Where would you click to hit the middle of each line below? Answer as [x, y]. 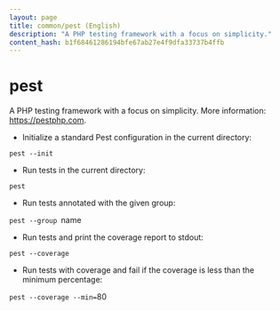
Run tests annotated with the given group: [99, 203]
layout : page [33, 17]
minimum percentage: [62, 280]
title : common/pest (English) [65, 26]
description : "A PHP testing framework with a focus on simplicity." [141, 34]
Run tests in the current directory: [84, 171]
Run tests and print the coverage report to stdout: [113, 237]
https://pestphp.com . [48, 120]
